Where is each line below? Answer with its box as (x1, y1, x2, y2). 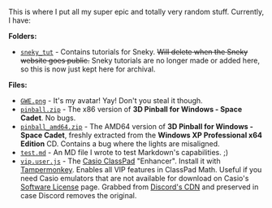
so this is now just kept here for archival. (19, 64, 156, 74)
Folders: (8, 32, 37, 41)
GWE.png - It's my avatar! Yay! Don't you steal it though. (19, 96, 203, 105)
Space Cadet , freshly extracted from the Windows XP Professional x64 (19, 130, 262, 140)
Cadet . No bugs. (19, 113, 76, 123)
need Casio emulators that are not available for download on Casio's (19, 174, 249, 183)
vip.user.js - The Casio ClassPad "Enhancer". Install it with (19, 156, 221, 166)
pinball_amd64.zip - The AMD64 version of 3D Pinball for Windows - (19, 122, 254, 131)
